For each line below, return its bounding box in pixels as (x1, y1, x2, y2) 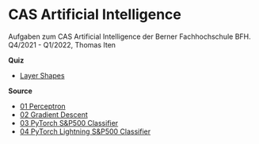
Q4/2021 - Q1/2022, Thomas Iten (8, 40, 116, 49)
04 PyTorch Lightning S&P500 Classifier (19, 127, 151, 136)
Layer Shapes (19, 70, 65, 80)
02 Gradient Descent (19, 109, 89, 119)
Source (8, 85, 33, 96)
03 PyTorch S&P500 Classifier (19, 118, 119, 127)
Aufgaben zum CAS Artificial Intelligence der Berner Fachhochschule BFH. (8, 32, 251, 41)
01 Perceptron (19, 101, 66, 111)
